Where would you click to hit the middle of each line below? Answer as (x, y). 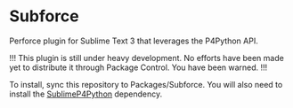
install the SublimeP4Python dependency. (86, 94)
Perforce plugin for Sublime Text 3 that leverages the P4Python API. (134, 41)
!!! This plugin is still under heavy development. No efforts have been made (147, 58)
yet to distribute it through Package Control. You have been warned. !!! (138, 67)
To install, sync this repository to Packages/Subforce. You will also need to (146, 84)
